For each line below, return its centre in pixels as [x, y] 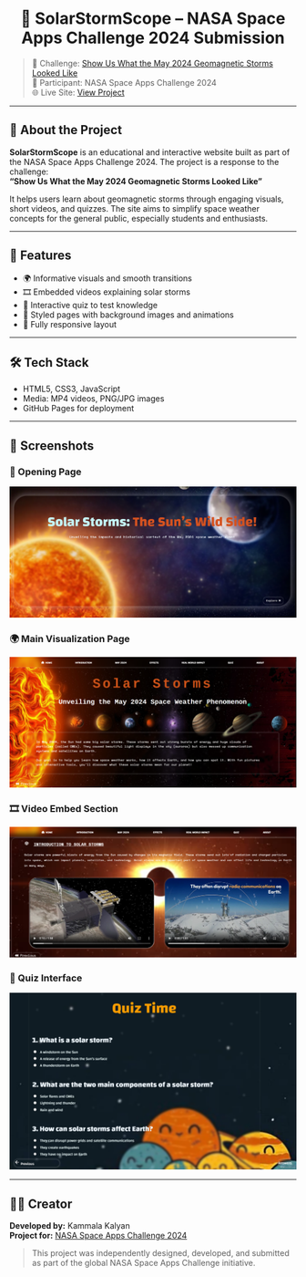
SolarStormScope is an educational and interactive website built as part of [150, 152]
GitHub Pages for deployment [78, 409]
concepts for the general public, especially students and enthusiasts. [139, 218]
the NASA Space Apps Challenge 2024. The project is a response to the [144, 161]
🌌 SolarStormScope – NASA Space [153, 19]
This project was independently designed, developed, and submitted [160, 1253]
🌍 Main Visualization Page [70, 639]
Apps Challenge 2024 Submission [153, 38]
